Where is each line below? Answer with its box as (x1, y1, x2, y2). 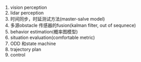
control (10, 52, 26, 58)
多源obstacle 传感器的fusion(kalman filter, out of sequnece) (10, 23, 136, 28)
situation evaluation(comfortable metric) (10, 34, 95, 40)
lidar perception (10, 10, 44, 16)
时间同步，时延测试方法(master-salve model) (10, 16, 105, 22)
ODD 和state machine (10, 40, 56, 47)
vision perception (10, 5, 47, 10)
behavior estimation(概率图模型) (10, 29, 78, 35)
